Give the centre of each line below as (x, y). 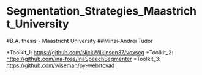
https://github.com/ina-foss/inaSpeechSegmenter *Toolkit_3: (84, 59)
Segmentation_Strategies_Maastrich (102, 11)
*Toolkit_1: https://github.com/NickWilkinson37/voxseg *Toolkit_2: (90, 52)
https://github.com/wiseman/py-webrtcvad (61, 65)
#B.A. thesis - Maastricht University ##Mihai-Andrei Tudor (80, 41)
